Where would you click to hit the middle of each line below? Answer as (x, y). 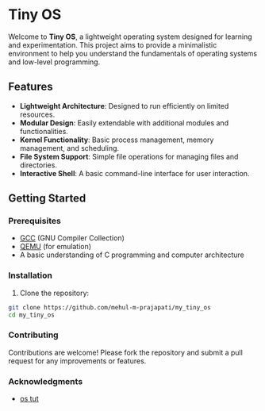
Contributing (33, 335)
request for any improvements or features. (77, 361)
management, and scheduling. (69, 148)
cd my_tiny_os (32, 315)
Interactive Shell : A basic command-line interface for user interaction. (134, 173)
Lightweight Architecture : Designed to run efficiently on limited (124, 106)
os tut (29, 399)
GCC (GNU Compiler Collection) (72, 238)
